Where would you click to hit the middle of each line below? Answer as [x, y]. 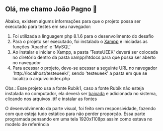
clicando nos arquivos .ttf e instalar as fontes [51, 99]
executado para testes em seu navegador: [48, 26]
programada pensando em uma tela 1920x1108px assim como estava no [79, 119]
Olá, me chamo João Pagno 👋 [51, 9]
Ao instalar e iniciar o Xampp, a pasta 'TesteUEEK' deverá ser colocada [85, 52]
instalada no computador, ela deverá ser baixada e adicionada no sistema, [81, 93]
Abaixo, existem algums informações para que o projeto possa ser [73, 21]
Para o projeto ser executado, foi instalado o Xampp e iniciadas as [80, 41]
